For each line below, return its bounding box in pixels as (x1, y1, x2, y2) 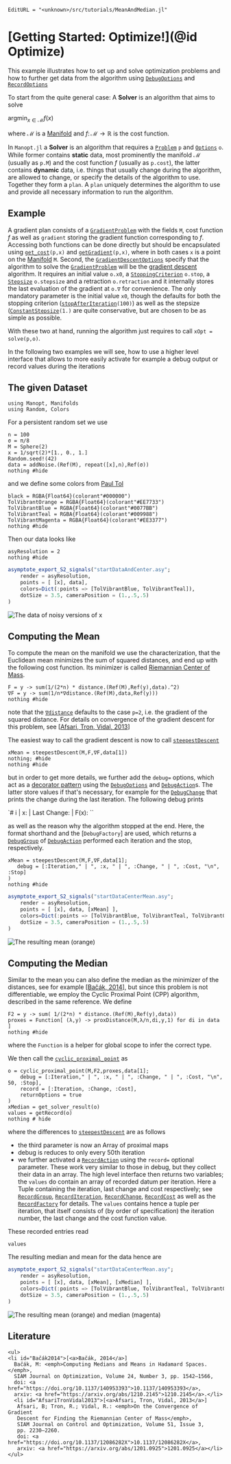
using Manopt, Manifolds (8, 400, 79, 407)
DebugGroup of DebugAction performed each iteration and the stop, (8, 836, 193, 845)
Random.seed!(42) (8, 456, 58, 463)
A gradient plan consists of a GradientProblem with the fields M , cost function (8, 225, 223, 234)
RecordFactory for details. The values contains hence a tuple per (17, 1199, 199, 1208)
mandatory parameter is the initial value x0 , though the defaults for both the (8, 291, 221, 300)
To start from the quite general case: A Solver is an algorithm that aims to (8, 93, 215, 101)
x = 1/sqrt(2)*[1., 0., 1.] (8, 450, 88, 456)
